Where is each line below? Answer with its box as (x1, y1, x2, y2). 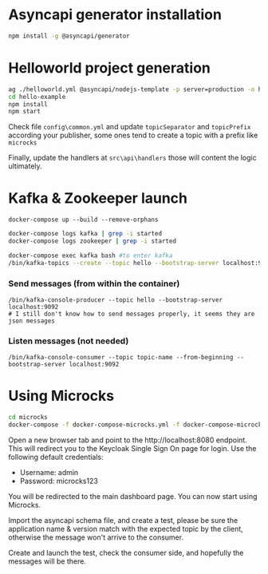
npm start (8, 108, 41, 116)
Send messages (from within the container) (8, 278, 180, 289)
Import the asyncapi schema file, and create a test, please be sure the (8, 515, 238, 525)
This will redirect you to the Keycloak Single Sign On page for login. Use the (8, 443, 257, 453)
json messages (8, 317, 56, 325)
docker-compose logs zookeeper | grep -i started (8, 237, 177, 245)
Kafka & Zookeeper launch (8, 189, 187, 208)
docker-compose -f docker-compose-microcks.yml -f (8, 421, 180, 429)
